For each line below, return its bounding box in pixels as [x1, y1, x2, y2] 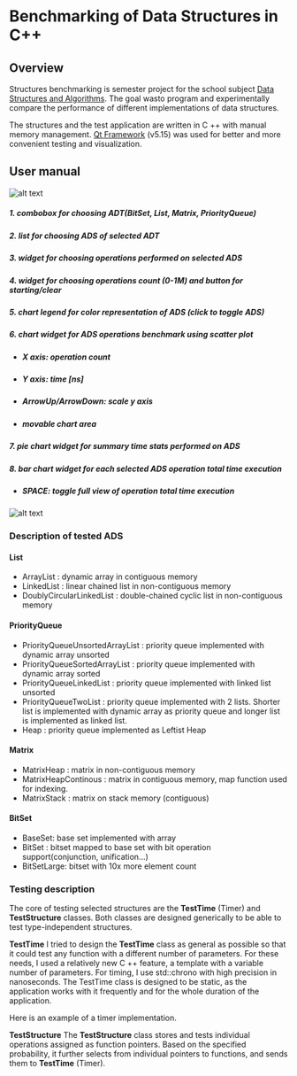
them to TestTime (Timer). [9, 1058, 106, 1069]
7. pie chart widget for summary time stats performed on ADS [9, 441, 240, 452]
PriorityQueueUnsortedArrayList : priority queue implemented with [21, 639, 265, 650]
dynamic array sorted [21, 668, 101, 678]
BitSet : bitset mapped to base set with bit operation [21, 842, 211, 853]
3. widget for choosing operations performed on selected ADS [9, 252, 243, 263]
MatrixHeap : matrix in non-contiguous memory [21, 764, 196, 775]
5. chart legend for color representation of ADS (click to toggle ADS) [9, 306, 265, 317]
